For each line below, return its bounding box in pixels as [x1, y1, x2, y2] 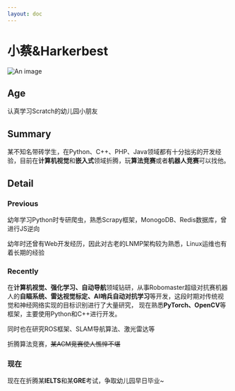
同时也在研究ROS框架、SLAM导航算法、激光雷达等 [7, 325, 155, 333]
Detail [7, 177, 34, 189]
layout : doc [7, 10, 42, 18]
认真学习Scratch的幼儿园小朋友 [7, 107, 98, 115]
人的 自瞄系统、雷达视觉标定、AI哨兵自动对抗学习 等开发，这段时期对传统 [7, 292, 218, 300]
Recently [7, 266, 39, 276]
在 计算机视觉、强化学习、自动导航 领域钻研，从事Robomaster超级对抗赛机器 [7, 284, 228, 292]
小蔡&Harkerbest [7, 43, 109, 59]
